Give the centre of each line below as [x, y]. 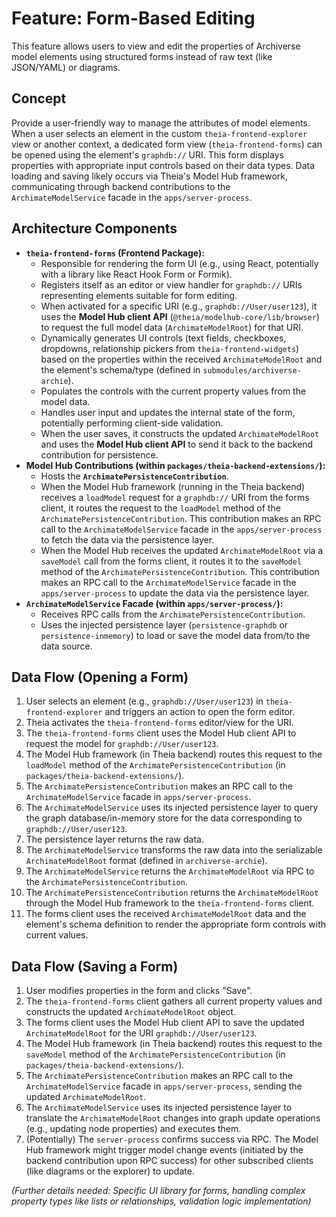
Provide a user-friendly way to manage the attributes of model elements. [161, 123]
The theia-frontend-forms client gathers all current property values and [174, 1001]
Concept [39, 98]
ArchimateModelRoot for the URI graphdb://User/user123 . [141, 1033]
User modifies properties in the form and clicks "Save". [139, 991]
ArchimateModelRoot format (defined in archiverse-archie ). [146, 861]
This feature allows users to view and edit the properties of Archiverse [156, 46]
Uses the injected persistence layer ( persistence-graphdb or [164, 624]
